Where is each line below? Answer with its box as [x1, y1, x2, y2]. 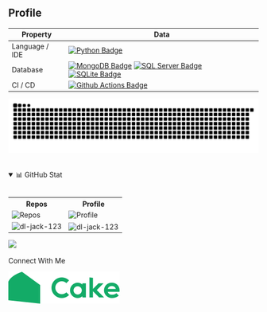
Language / [11, 41, 49, 51]
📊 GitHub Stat [15, 170, 63, 180]
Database [11, 65, 44, 75]
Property [21, 29, 52, 39]
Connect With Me [8, 256, 66, 266]
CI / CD [11, 80, 36, 90]
